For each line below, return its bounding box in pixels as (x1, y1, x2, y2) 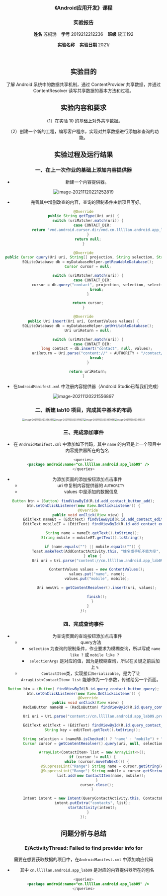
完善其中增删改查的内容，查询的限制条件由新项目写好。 (30, 199, 144, 205)
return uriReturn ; (69, 369, 107, 374)
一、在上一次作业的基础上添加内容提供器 (35, 166, 132, 173)
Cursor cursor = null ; (64, 264, 112, 269)
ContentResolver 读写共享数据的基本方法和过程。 (33, 88, 134, 94)
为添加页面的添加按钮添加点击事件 (52, 476, 122, 482)
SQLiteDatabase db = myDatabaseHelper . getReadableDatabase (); (22, 259, 154, 264)
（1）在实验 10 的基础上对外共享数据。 (44, 118, 123, 124)
